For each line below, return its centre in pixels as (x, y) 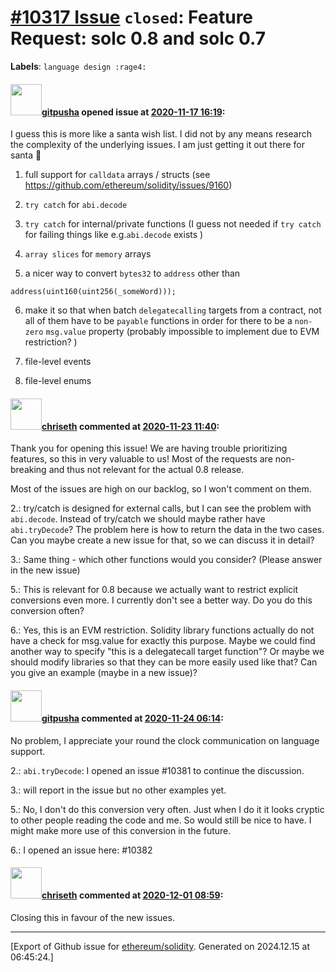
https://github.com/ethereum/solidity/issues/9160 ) (128, 185)
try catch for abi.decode (76, 205)
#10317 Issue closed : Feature (132, 17)
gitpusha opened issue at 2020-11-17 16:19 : (133, 112)
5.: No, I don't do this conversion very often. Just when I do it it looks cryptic (167, 809)
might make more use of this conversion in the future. (121, 830)
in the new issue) (45, 570)
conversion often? (47, 611)
